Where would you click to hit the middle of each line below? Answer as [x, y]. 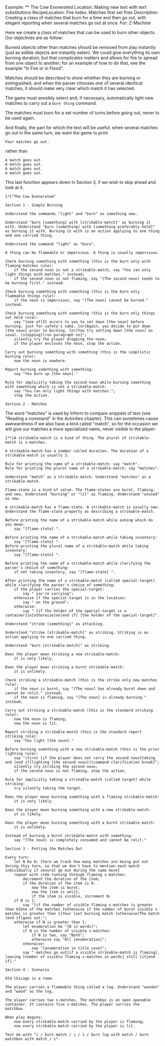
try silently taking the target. [48, 788]
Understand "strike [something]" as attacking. [55, 624]
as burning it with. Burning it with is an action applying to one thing [82, 231]
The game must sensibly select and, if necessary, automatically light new [79, 98]
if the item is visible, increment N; [71, 896]
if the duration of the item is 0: [59, 883]
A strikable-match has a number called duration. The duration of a [77, 451]
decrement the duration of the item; [61, 879]
